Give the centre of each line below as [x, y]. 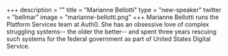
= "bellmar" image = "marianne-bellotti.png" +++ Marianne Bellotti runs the [113, 17]
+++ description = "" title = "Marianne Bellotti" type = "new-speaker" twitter [114, 10]
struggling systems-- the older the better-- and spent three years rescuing [112, 31]
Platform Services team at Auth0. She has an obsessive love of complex [108, 24]
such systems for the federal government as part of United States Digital [109, 39]
